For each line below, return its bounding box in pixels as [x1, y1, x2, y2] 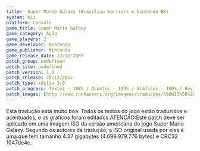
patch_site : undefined [6, 63, 62, 70]
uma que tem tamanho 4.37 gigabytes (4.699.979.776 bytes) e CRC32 [6, 133, 179, 140]
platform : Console [6, 20, 52, 25]
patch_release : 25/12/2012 [6, 75, 73, 81]
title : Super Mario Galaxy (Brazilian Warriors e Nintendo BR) [6, 8, 169, 15]
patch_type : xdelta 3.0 [6, 81, 65, 86]
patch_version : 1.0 [6, 69, 55, 75]
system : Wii [6, 14, 36, 20]
